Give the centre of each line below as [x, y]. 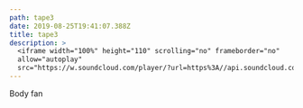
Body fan [26, 93]
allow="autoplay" [50, 59]
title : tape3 [34, 34]
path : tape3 [32, 18]
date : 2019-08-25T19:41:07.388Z [70, 26]
